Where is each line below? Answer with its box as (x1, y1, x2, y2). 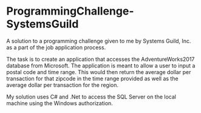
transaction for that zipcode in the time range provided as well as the (6, 75, 179, 82)
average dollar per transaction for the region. (6, 81, 119, 89)
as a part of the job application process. (6, 44, 106, 51)
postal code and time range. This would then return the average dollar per (6, 68, 191, 75)
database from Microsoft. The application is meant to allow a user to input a (6, 62, 196, 69)
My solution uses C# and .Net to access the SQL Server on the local (6, 93, 176, 100)
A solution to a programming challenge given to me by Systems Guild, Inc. (6, 37, 191, 44)
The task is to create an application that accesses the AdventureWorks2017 (6, 55, 195, 63)
